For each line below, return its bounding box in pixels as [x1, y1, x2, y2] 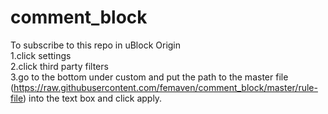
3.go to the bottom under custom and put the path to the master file [10, 71, 289, 83]
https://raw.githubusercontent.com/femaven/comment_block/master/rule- [13, 81, 318, 93]
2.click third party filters [10, 60, 109, 72]
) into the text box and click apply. [22, 92, 163, 104]
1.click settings [10, 49, 72, 61]
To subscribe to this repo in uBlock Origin [10, 39, 182, 51]
